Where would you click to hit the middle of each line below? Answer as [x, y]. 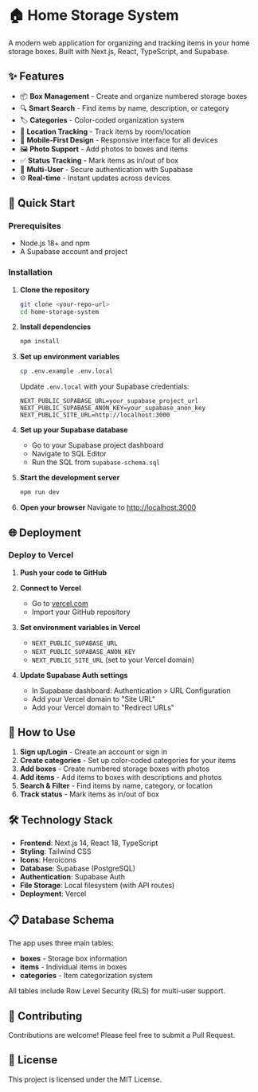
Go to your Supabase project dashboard [98, 445]
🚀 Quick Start [42, 204]
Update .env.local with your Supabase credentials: [104, 386]
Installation [31, 272]
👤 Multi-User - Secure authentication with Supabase [106, 169]
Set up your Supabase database [74, 430]
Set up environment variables [70, 357]
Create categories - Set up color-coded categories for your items [128, 760]
